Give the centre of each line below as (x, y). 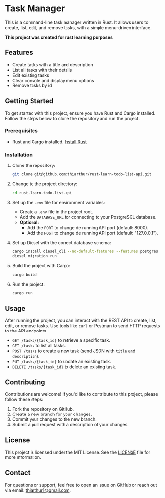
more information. (23, 457)
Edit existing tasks (31, 75)
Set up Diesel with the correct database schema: (62, 242)
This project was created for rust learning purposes (59, 37)
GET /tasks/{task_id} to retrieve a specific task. (61, 340)
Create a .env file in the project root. (56, 212)
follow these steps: (24, 399)
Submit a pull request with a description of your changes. (70, 425)
